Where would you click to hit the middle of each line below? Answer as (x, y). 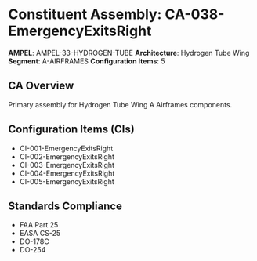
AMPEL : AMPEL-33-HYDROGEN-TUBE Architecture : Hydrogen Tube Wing (129, 53)
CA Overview (41, 86)
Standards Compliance (65, 206)
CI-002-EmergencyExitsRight (67, 156)
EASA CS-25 (40, 234)
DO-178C (34, 241)
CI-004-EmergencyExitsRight (67, 173)
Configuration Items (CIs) (71, 130)
